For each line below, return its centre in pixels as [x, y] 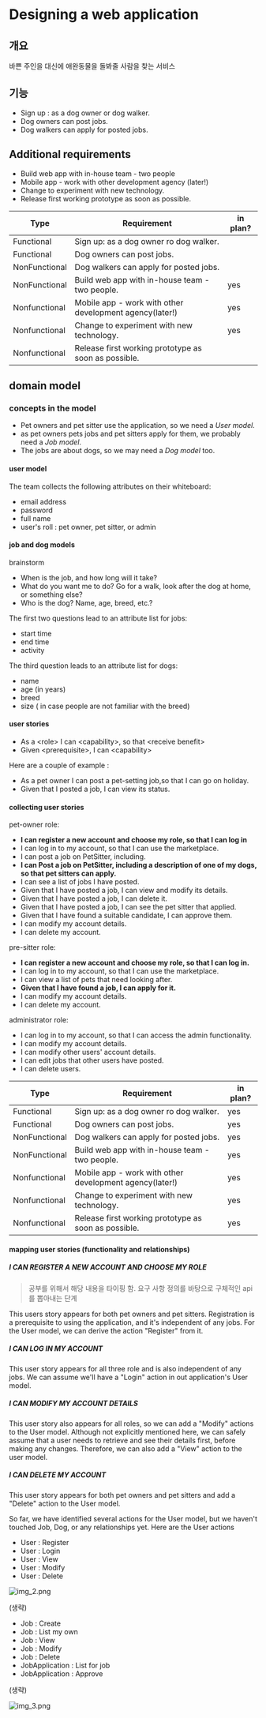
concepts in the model [53, 408]
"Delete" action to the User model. [65, 1503]
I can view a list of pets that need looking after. [96, 980]
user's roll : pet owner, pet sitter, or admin [88, 527]
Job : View [38, 1640]
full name [36, 518]
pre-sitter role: [32, 947]
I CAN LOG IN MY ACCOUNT [56, 1349]
